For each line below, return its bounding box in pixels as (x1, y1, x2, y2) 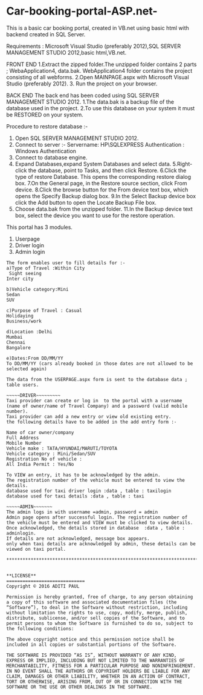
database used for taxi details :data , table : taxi (6, 493, 145, 499)
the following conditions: (6, 625, 74, 631)
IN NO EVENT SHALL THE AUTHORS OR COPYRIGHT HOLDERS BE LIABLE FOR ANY (6, 668, 190, 674)
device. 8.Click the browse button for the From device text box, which (14, 186, 188, 193)
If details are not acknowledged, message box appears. (6, 535, 150, 542)
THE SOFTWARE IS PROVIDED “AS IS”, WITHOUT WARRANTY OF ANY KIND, (6, 652, 177, 658)
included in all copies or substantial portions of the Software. (6, 641, 177, 648)
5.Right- (172, 160, 193, 167)
